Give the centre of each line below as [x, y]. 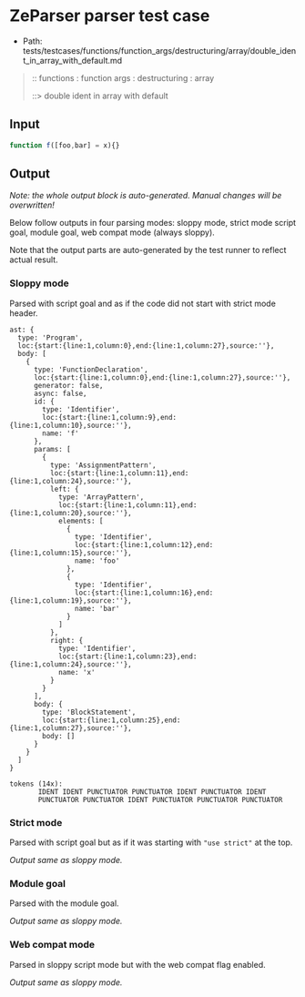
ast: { [22, 330]
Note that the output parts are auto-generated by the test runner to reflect [148, 250]
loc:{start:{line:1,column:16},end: [144, 593]
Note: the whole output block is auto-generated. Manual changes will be [146, 196]
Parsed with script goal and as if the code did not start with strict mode [142, 303]
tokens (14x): [36, 784]
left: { [64, 489]
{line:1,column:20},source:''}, [71, 513]
